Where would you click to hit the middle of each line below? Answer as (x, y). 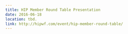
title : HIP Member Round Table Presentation (53, 10)
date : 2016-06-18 (24, 14)
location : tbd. (21, 19)
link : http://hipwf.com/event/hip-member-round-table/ (64, 24)
